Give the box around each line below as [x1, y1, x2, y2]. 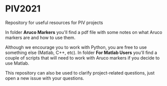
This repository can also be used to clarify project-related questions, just [5, 69, 155, 75]
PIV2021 [5, 3, 41, 14]
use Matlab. [5, 60, 29, 66]
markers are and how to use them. [5, 34, 76, 40]
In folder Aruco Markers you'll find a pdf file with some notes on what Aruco [5, 29, 163, 35]
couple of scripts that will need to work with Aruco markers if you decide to [5, 54, 160, 60]
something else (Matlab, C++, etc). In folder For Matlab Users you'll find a [5, 49, 158, 55]
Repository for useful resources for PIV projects [5, 19, 103, 25]
